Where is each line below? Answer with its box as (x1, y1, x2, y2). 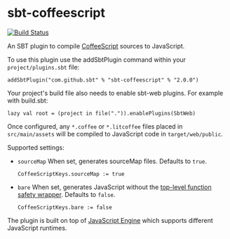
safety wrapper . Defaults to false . (17, 190, 116, 198)
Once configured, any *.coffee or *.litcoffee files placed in (7, 122, 183, 131)
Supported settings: (7, 143, 65, 152)
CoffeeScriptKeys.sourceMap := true (17, 170, 125, 177)
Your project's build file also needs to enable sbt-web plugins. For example (7, 89, 224, 97)
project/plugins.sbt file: (7, 63, 80, 71)
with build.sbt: (7, 96, 48, 105)
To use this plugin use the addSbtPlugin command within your (7, 55, 187, 64)
